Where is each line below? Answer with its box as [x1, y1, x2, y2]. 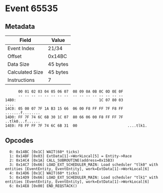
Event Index [7, 45, 35, 52]
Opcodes [5, 136, 34, 145]
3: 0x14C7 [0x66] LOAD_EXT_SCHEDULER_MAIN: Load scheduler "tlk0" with [9, 162, 159, 167]
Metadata [5, 22, 35, 31]
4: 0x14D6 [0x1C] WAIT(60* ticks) [9, 171, 80, 175]
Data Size [7, 61, 30, 67]
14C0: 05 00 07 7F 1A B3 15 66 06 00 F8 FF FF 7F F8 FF [5, 106, 123, 111]
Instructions [7, 77, 35, 83]
